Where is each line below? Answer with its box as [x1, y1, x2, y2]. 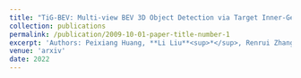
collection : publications [9, 22, 106, 30]
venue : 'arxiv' [9, 47, 66, 56]
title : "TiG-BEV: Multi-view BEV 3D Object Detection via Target [9, 13, 258, 22]
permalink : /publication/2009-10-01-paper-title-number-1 [9, 30, 230, 39]
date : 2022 [9, 55, 50, 64]
